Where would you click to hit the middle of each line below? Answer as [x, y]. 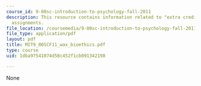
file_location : [25, 28]
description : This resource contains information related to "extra [93, 17]
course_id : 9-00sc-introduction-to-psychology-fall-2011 [79, 12]
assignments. [28, 23]
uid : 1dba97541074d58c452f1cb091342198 [56, 56]
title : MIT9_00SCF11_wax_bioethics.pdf [56, 45]
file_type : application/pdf [41, 34]
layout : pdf [21, 39]
